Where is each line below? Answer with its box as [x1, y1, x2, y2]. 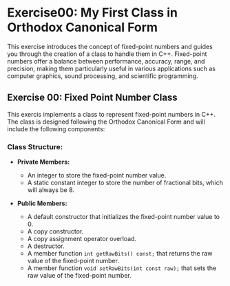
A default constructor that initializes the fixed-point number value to [27, 213, 220, 221]
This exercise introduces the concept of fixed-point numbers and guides [7, 42, 213, 50]
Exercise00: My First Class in [7, 5, 178, 21]
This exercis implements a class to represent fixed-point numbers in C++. [7, 110, 216, 118]
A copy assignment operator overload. [27, 235, 136, 243]
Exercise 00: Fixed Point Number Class [7, 92, 178, 104]
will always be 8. [27, 186, 74, 194]
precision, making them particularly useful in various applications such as [7, 64, 216, 73]
